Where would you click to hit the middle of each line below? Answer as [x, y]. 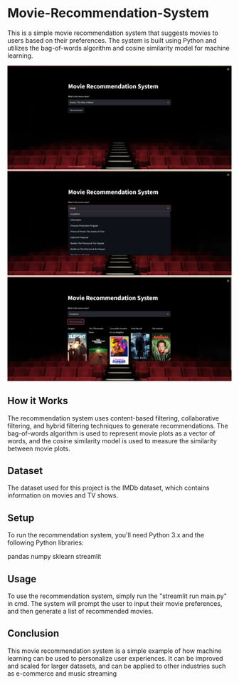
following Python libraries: [46, 542]
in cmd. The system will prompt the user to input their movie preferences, [115, 604]
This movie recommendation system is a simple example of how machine [115, 651]
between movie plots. [39, 448]
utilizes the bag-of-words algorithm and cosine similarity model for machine [118, 48]
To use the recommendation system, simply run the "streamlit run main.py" [117, 596]
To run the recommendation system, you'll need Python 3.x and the [106, 535]
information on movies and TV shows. [63, 495]
